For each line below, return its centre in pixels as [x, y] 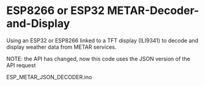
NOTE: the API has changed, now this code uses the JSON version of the [99, 59]
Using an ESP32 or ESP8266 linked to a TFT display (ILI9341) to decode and [102, 40]
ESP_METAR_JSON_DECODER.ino [49, 77]
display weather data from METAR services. [61, 47]
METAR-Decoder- [153, 11]
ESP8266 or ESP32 [56, 11]
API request [21, 65]
